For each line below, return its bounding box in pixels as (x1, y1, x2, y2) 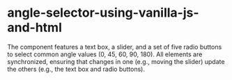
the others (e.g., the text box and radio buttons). (7, 65, 145, 73)
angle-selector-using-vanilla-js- (7, 5, 200, 21)
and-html (7, 19, 63, 35)
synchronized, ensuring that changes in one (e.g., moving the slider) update (7, 57, 225, 65)
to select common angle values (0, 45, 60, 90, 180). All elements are (7, 50, 203, 58)
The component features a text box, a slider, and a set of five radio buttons (7, 42, 222, 51)
